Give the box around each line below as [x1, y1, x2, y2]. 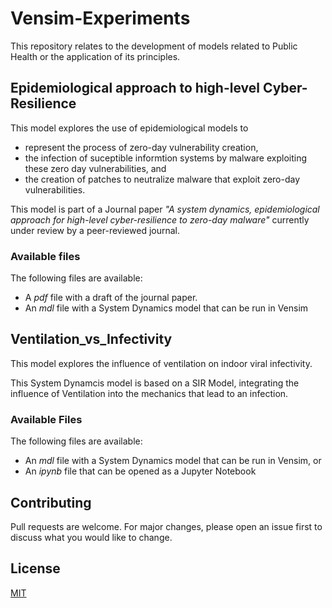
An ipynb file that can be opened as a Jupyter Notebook [24, 465, 257, 477]
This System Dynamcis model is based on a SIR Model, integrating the [10, 377, 300, 389]
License [10, 560, 61, 577]
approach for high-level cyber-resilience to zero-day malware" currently [10, 213, 310, 226]
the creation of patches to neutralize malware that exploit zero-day [24, 173, 301, 185]
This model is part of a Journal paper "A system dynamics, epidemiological [10, 203, 320, 215]
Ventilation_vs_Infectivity [10, 331, 173, 348]
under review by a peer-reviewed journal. [10, 224, 181, 236]
